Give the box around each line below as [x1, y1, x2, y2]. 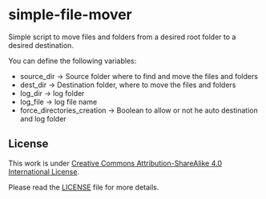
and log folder [19, 113, 66, 123]
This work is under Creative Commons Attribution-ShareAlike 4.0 [8, 158, 223, 168]
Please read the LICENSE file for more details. [8, 182, 159, 192]
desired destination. [8, 40, 75, 50]
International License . [8, 166, 80, 177]
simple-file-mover [8, 6, 132, 24]
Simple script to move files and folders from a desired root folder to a [8, 32, 236, 42]
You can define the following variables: [8, 56, 137, 66]
